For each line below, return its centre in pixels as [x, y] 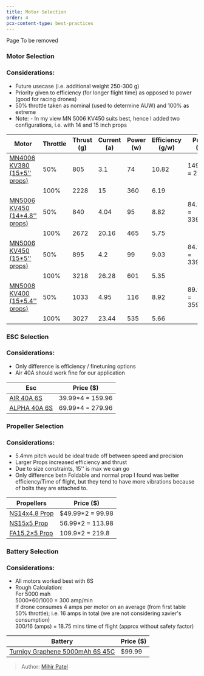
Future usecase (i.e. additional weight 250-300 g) [77, 86]
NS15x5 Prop [29, 523]
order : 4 [17, 18]
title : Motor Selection [36, 12]
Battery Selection [32, 551]
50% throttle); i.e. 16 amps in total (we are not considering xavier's [98, 613]
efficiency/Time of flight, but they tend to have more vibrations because [105, 482]
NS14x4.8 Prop [32, 513]
